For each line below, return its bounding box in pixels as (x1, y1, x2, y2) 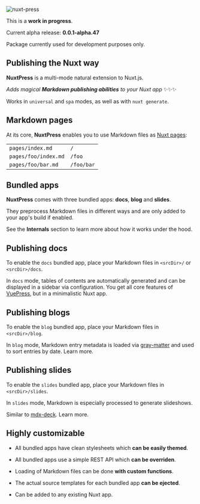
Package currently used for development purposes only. (6, 41, 146, 48)
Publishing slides (6, 365, 72, 375)
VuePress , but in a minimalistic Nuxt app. (6, 290, 108, 297)
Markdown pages (6, 115, 73, 126)
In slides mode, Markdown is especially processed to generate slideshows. (6, 399, 193, 406)
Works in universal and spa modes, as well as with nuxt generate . (6, 97, 169, 105)
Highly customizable (6, 428, 85, 438)
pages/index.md (9, 144, 53, 152)
